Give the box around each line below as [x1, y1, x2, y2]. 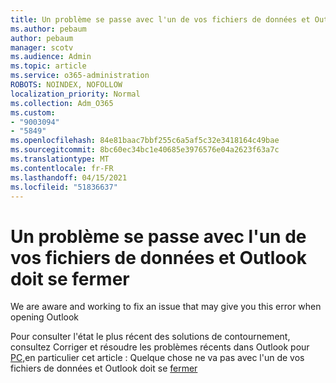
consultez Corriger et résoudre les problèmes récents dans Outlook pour [10, 341, 310, 353]
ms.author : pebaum [10, 24, 87, 34]
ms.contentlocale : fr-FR [10, 163, 114, 173]
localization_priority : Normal [10, 89, 141, 99]
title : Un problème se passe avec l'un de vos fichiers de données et [10, 14, 311, 25]
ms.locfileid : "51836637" [10, 182, 118, 192]
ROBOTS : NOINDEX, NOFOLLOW [10, 80, 123, 90]
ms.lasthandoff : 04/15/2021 [10, 172, 128, 183]
